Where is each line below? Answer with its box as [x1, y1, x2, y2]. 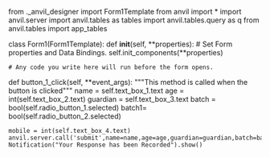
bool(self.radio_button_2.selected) [8, 111, 122, 121]
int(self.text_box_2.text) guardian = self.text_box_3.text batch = [8, 95, 217, 103]
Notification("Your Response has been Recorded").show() [8, 141, 203, 149]
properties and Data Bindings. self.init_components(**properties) [8, 48, 223, 57]
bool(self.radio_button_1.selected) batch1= [8, 103, 147, 112]
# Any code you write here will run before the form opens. [8, 63, 215, 71]
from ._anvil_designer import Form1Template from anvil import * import [8, 7, 242, 16]
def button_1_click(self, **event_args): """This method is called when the [8, 78, 248, 87]
